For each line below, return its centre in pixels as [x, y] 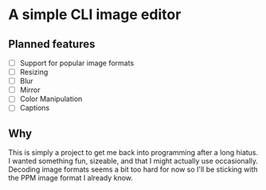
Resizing [34, 72]
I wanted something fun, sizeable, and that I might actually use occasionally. [133, 161]
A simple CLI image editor [95, 15]
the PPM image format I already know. [71, 178]
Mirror [30, 90]
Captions [35, 108]
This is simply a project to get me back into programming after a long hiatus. [133, 153]
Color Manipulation [51, 99]
